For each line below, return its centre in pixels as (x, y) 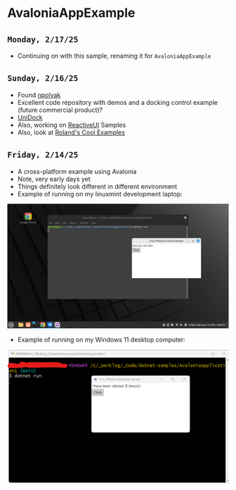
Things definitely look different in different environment (97, 186)
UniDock (30, 117)
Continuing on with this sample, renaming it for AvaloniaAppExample (114, 56)
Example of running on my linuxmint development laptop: (100, 194)
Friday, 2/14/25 (43, 155)
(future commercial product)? (60, 110)
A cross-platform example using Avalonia (77, 171)
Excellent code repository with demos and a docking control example (117, 102)
